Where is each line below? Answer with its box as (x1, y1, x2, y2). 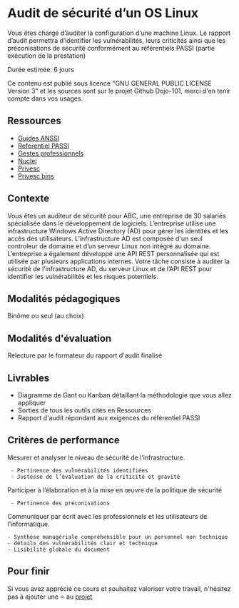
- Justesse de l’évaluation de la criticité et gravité (10, 473, 180, 480)
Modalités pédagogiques (7, 293, 121, 305)
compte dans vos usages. (7, 94, 83, 103)
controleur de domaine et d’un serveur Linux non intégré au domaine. (7, 241, 211, 250)
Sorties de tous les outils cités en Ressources (17, 406, 152, 415)
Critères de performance (7, 434, 120, 447)
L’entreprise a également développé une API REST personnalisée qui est (7, 249, 220, 258)
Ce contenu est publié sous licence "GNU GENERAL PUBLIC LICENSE (7, 78, 212, 87)
